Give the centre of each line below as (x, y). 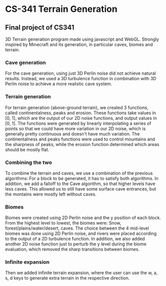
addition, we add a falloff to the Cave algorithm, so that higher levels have (80, 184)
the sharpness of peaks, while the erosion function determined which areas (82, 144)
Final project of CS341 (40, 27)
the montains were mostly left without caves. (51, 194)
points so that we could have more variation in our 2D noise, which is (76, 128)
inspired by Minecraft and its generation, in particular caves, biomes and (79, 45)
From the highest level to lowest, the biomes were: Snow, (63, 223)
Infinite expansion (27, 262)
